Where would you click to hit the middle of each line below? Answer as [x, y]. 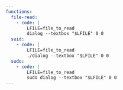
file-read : [24, 17]
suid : [18, 39]
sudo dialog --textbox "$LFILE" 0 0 [72, 78]
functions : [19, 12]
